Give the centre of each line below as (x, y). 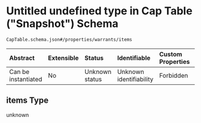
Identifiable (134, 58)
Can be (19, 72)
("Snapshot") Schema (62, 24)
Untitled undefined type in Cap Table (99, 11)
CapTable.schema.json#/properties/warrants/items (69, 39)
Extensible (63, 58)
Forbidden (174, 75)
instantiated (26, 79)
